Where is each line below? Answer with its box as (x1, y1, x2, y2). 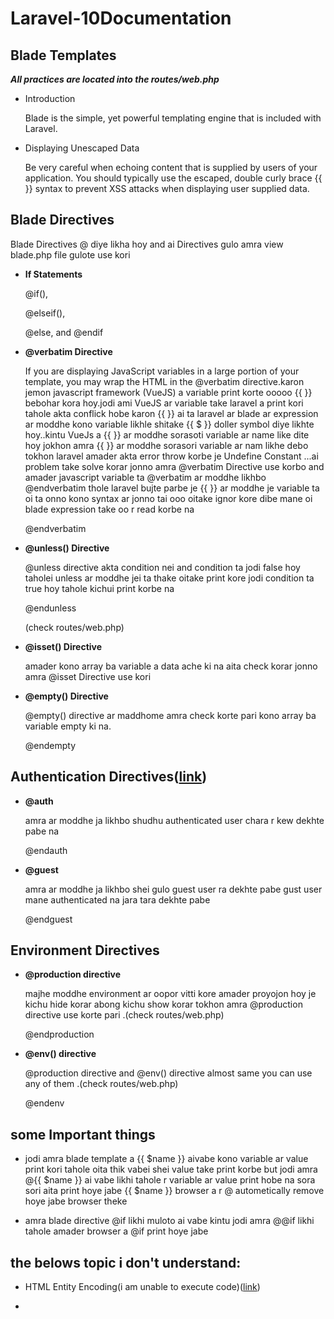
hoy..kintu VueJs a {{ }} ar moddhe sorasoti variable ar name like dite (24, 428, 310, 441)
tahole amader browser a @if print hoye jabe (24, 1225, 209, 1237)
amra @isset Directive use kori (24, 670, 152, 682)
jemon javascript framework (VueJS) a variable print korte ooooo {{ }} (24, 386, 313, 398)
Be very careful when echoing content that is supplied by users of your (24, 162, 318, 173)
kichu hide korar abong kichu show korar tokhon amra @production (24, 998, 303, 1011)
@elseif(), (24, 307, 66, 319)
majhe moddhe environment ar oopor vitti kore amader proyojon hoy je (24, 988, 317, 1000)
